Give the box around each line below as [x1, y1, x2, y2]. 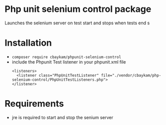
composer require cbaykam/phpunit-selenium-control [11, 55, 121, 60]
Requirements [4, 98, 64, 110]
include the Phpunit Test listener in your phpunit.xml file [11, 59, 126, 65]
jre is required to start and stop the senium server [11, 114, 113, 120]
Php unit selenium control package [4, 3, 152, 15]
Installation [4, 37, 52, 49]
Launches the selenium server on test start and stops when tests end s [4, 20, 150, 26]
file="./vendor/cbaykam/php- [101, 73, 162, 78]
